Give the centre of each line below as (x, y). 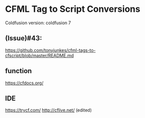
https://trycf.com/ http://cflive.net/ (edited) (49, 110)
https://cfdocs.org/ (24, 83)
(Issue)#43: (24, 38)
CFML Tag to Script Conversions (73, 9)
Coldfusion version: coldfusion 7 (38, 23)
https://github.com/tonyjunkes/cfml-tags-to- (51, 50)
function (18, 71)
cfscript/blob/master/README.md (39, 55)
